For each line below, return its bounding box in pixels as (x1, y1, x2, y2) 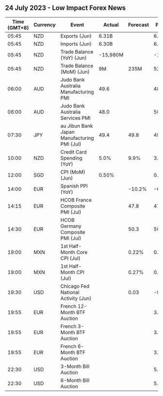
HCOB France (60, 196, 92, 203)
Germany (60, 223, 81, 229)
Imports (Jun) (60, 40, 92, 47)
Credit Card (60, 148, 87, 155)
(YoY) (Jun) (60, 54, 87, 61)
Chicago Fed (60, 283, 90, 290)
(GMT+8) (7, 24, 29, 31)
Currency (33, 21, 56, 28)
